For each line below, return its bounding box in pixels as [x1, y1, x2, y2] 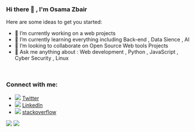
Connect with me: [6, 81, 58, 89]
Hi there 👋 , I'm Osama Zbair [6, 5, 88, 13]
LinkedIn [22, 102, 43, 109]
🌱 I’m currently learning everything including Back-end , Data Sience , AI [14, 36, 190, 43]
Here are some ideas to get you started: [6, 19, 103, 26]
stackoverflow [22, 108, 57, 116]
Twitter [22, 95, 39, 102]
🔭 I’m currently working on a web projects [14, 30, 116, 37]
